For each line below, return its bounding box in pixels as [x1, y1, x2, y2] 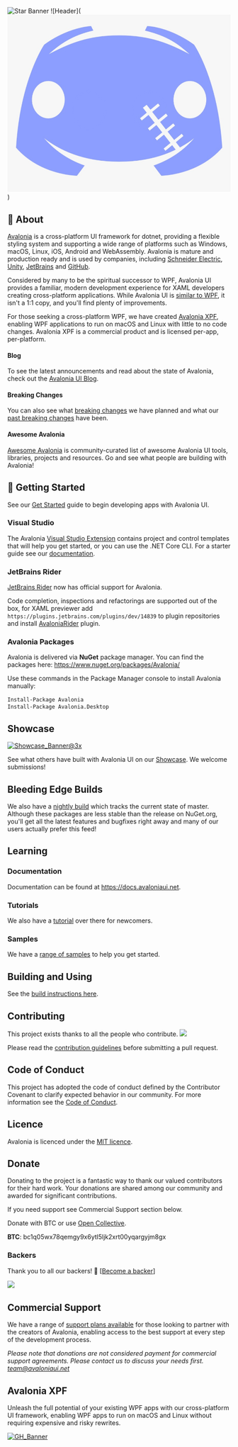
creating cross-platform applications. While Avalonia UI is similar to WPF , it [7, 291, 225, 300]
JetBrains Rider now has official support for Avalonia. [7, 583, 163, 592]
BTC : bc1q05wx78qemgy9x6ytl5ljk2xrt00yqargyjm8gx [7, 1233, 166, 1242]
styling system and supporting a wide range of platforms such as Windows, [7, 240, 228, 248]
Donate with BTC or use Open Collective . [7, 1219, 127, 1227]
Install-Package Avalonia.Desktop [7, 704, 110, 711]
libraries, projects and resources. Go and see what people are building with [7, 454, 227, 462]
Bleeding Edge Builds [7, 783, 103, 795]
